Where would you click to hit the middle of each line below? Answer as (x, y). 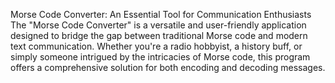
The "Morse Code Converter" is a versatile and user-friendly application (158, 25)
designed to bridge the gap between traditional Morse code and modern (159, 35)
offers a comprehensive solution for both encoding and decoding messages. (168, 67)
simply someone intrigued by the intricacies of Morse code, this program (160, 57)
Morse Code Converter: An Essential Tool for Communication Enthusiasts (161, 14)
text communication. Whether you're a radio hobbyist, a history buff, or (156, 46)
